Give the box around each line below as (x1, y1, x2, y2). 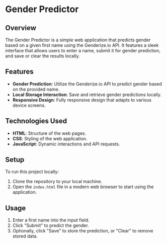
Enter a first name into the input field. (12, 217, 90, 223)
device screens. (12, 102, 46, 108)
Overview (5, 24, 37, 32)
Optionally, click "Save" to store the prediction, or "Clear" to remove (12, 228, 153, 234)
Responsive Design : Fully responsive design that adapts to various (12, 97, 152, 103)
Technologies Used (5, 117, 67, 125)
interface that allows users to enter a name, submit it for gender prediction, (5, 48, 161, 53)
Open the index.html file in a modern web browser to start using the (12, 184, 154, 190)
